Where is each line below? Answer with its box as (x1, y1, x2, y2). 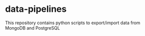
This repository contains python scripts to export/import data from (5, 20, 141, 26)
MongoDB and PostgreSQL (5, 25, 60, 31)
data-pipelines (5, 3, 67, 15)
